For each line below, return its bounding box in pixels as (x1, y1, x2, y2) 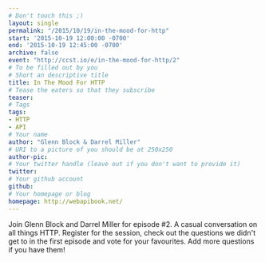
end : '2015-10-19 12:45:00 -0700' (8, 42, 124, 50)
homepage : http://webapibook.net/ (8, 197, 124, 205)
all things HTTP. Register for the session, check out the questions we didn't (8, 228, 256, 237)
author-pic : (8, 153, 48, 161)
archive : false (8, 49, 59, 57)
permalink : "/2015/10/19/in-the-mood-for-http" (8, 26, 170, 34)
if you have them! (8, 244, 65, 254)
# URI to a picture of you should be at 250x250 (8, 145, 173, 153)
